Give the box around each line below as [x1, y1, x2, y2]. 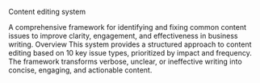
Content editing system [8, 7, 86, 16]
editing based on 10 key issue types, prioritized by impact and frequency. [8, 48, 252, 57]
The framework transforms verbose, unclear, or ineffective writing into [8, 56, 242, 66]
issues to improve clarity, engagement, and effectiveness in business [8, 31, 238, 40]
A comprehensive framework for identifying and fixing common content [8, 23, 247, 31]
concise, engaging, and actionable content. [8, 65, 153, 75]
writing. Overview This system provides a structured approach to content [8, 39, 252, 49]
